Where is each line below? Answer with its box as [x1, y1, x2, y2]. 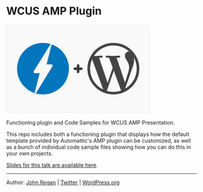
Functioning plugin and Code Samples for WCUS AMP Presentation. [6, 119, 175, 126]
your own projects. [6, 150, 53, 157]
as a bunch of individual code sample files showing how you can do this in [6, 143, 192, 151]
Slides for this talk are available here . [6, 161, 98, 169]
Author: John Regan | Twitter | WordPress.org [6, 179, 120, 186]
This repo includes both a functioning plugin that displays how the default [6, 131, 190, 138]
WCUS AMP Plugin [6, 4, 102, 18]
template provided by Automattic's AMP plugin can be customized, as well [6, 137, 192, 144]
